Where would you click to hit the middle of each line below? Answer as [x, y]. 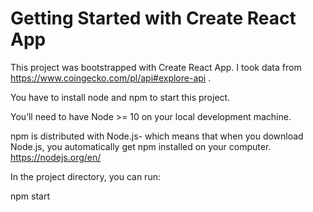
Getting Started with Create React [153, 18]
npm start [30, 196]
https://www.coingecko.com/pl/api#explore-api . [111, 78]
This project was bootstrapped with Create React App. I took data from [156, 67]
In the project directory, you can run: [85, 176]
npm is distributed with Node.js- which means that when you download [157, 136]
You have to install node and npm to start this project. [120, 97]
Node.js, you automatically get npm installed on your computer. [141, 146]
